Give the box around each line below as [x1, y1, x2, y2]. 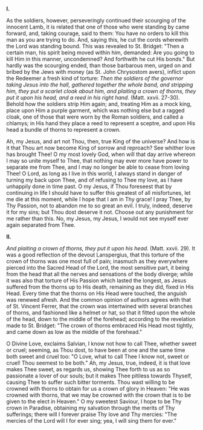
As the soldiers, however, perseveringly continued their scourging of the [6, 17, 186, 24]
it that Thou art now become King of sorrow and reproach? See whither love [6, 145, 196, 151]
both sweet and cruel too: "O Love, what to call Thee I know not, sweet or [6, 353, 189, 360]
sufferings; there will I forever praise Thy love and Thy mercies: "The [6, 411, 177, 418]
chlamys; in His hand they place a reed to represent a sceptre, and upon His [6, 120, 195, 126]
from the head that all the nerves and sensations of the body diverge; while [6, 270, 193, 278]
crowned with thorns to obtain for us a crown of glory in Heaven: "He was [6, 385, 190, 392]
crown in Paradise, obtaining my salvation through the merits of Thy [6, 405, 175, 411]
